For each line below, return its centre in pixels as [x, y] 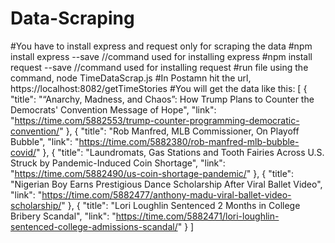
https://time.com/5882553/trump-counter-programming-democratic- [157, 120]
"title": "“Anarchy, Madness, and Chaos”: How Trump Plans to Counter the [162, 99]
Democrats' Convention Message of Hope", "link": [113, 109]
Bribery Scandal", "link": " [63, 216]
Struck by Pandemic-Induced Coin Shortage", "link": [118, 163]
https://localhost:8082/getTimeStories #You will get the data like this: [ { [159, 88]
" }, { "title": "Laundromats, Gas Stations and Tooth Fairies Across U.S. [180, 152]
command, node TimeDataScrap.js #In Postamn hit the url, [131, 78]
